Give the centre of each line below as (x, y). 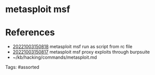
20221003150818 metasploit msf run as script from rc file (72, 47)
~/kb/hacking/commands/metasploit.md (55, 57)
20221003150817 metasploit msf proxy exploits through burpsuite (81, 52)
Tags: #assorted (22, 67)
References (30, 33)
